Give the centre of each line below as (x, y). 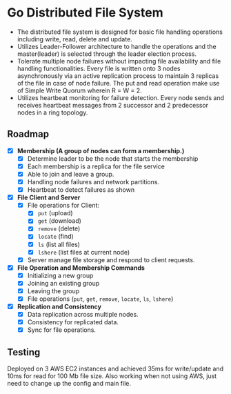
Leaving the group (53, 290)
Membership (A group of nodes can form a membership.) (101, 150)
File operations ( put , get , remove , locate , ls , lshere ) (100, 299)
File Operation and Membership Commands (81, 268)
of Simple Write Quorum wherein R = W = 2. (80, 90)
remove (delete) (59, 228)
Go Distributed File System (85, 13)
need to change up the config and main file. (69, 384)
